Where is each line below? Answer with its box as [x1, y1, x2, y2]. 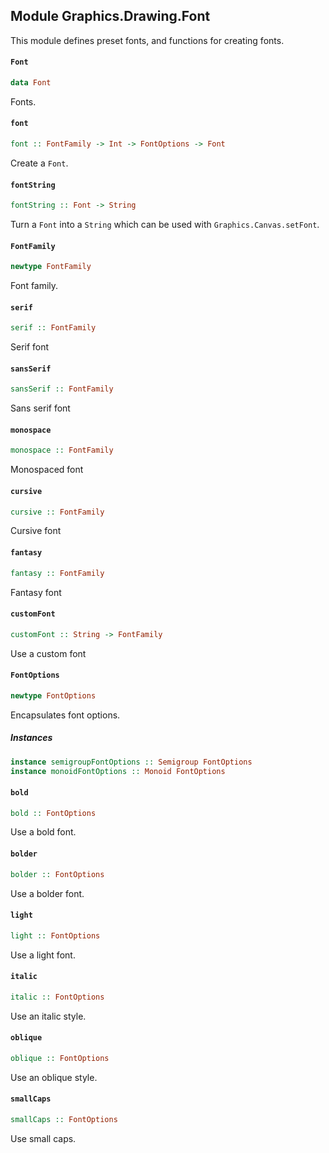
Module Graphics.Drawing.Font [10, 8, 211, 25]
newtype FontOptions [10, 690, 97, 701]
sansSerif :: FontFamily [10, 384, 114, 394]
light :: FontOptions [10, 930, 101, 941]
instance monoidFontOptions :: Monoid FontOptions [10, 766, 226, 776]
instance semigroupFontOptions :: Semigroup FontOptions [10, 757, 253, 767]
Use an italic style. [10, 1010, 87, 1022]
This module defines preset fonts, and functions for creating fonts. [10, 34, 285, 46]
